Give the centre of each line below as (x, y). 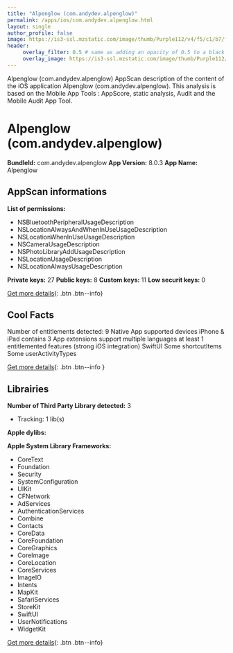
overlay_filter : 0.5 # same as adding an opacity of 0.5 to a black (124, 53)
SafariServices (38, 600)
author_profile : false (40, 33)
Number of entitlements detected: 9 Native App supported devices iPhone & (116, 332)
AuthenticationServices (51, 511)
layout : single (29, 26)
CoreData (31, 533)
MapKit (27, 592)
